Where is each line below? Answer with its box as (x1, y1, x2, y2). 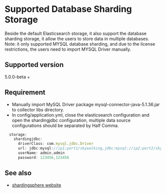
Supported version (4, 61, 64, 69)
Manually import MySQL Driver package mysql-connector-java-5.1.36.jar (11, 101, 160, 107)
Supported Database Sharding (4, 3, 132, 15)
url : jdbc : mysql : (17, 146, 54, 151)
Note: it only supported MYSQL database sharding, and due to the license (4, 41, 156, 47)
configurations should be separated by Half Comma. (11, 123, 119, 129)
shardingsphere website (11, 182, 61, 188)
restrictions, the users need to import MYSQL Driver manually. (4, 46, 132, 52)
